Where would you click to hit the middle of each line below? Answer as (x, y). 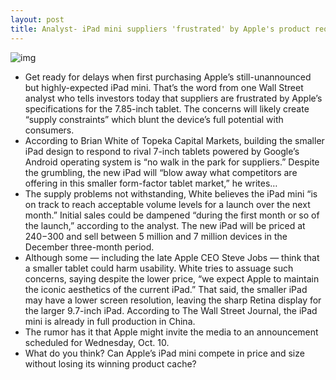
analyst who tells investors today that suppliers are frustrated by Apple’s (173, 98)
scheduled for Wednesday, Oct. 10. (97, 342)
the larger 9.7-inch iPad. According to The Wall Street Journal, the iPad (171, 310)
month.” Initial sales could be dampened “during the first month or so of (172, 215)
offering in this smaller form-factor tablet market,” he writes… (151, 183)
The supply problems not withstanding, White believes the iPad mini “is (171, 193)
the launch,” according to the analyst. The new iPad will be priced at (165, 225)
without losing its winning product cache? (110, 363)
